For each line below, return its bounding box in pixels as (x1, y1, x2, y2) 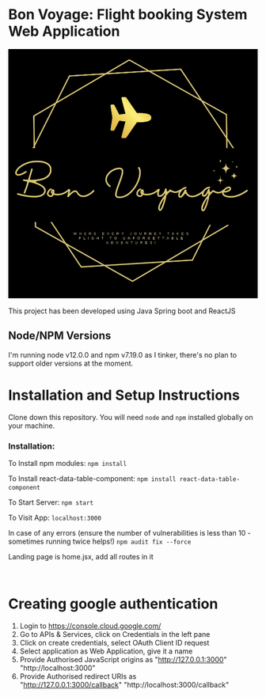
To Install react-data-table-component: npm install (8, 473, 177, 483)
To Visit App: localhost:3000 (8, 513, 101, 522)
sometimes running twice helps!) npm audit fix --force (8, 536, 192, 546)
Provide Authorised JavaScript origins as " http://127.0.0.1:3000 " (19, 654, 227, 664)
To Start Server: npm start (8, 497, 93, 507)
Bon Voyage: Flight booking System (8, 6, 248, 24)
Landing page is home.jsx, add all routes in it (8, 551, 154, 561)
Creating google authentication (8, 595, 218, 613)
